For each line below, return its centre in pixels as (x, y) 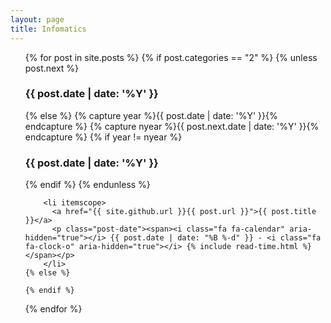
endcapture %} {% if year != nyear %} (103, 137)
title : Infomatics (48, 29)
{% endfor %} (53, 309)
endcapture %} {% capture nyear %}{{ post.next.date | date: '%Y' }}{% (172, 126)
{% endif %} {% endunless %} (87, 185)
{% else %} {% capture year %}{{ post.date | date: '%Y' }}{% (151, 115)
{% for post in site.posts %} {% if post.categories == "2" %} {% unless (171, 57)
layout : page (37, 19)
